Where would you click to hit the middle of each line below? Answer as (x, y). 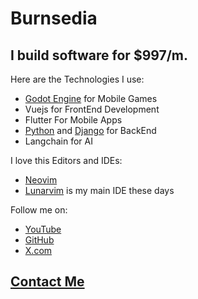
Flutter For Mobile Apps (73, 120)
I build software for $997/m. (99, 55)
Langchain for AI (58, 141)
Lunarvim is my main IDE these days (99, 190)
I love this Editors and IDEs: (66, 160)
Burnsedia (54, 18)
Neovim (41, 180)
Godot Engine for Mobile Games (91, 98)
